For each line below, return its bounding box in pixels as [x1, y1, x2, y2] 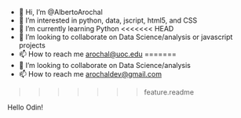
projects [18, 41, 46, 50]
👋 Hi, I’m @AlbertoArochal [18, 8, 103, 16]
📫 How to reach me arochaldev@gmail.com [18, 70, 162, 78]
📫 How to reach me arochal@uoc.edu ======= [18, 49, 177, 59]
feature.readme [144, 88, 194, 97]
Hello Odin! [7, 102, 44, 112]
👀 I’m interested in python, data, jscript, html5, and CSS [18, 16, 198, 25]
